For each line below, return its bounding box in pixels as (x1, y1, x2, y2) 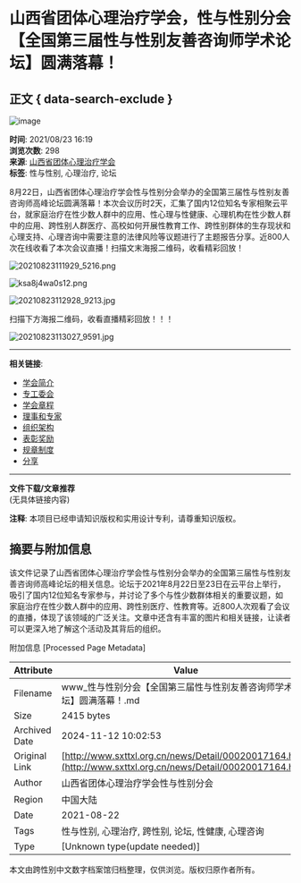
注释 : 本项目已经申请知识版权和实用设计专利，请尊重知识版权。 (9, 514, 241, 523)
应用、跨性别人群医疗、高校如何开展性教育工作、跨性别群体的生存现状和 (24, 220, 291, 231)
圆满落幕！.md (79, 694, 140, 707)
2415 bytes (61, 709, 111, 721)
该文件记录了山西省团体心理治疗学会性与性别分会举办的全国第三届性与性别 (9, 567, 283, 578)
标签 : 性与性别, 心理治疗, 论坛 (9, 167, 117, 178)
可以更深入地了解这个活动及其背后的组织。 (9, 623, 166, 633)
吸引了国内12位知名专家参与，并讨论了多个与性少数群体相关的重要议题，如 (9, 590, 284, 600)
